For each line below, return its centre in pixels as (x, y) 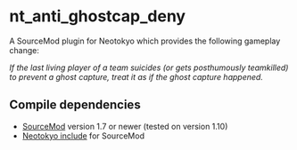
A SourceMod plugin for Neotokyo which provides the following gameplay (145, 41)
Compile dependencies (75, 105)
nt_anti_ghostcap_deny (97, 16)
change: (25, 50)
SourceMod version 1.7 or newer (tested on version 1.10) (125, 126)
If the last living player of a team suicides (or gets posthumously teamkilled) (149, 67)
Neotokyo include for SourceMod (83, 136)
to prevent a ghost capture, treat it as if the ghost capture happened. (136, 76)
